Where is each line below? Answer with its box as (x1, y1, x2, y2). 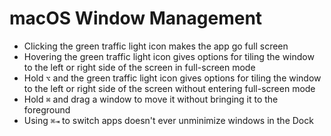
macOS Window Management (9, 7, 263, 30)
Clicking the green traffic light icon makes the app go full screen (23, 40, 289, 52)
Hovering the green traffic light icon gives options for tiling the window (23, 50, 315, 62)
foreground (23, 103, 71, 116)
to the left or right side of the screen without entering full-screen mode (23, 82, 316, 94)
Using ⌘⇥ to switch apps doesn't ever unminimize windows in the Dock (23, 114, 314, 126)
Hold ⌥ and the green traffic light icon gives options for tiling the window (23, 72, 322, 84)
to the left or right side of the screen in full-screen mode (23, 61, 256, 73)
